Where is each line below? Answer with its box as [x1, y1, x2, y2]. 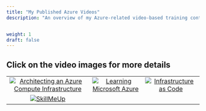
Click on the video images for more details [6, 59, 170, 70]
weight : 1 [6, 31, 32, 37]
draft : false [6, 37, 40, 43]
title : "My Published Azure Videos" [6, 9, 100, 15]
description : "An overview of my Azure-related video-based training [6, 15, 188, 21]
